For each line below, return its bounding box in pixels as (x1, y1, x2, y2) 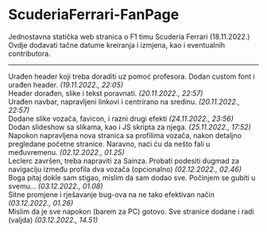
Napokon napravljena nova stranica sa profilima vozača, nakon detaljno (8, 130, 242, 140)
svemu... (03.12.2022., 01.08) (8, 181, 103, 191)
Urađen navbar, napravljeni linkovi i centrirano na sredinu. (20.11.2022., (8, 97, 241, 106)
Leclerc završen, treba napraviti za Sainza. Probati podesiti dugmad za (8, 156, 240, 165)
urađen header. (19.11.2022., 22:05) (8, 79, 124, 89)
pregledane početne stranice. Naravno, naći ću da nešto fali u (8, 139, 211, 149)
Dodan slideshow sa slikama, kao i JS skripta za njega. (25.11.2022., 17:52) (8, 122, 252, 132)
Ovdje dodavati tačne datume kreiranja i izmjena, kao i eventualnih (8, 40, 226, 49)
